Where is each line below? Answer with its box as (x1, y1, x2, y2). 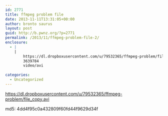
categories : (5, 72, 30, 77)
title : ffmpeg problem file (5, 12, 64, 17)
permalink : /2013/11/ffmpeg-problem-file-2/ (5, 35, 99, 40)
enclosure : (5, 40, 28, 45)
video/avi (23, 63, 43, 68)
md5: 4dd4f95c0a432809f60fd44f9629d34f (5, 105, 98, 111)
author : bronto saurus (5, 21, 52, 26)
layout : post (5, 26, 32, 31)
